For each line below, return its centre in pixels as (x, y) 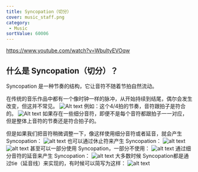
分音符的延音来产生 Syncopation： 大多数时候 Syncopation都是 (95, 155)
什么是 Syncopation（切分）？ (62, 71)
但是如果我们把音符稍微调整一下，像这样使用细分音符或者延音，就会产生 (94, 133)
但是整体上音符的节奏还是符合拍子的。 (53, 121)
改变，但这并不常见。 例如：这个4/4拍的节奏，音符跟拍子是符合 (96, 106)
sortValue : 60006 (27, 34)
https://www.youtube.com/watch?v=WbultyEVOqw (68, 50)
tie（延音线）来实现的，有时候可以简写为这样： (69, 163)
